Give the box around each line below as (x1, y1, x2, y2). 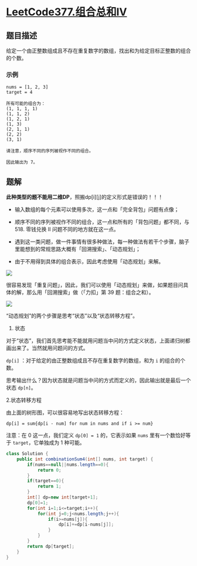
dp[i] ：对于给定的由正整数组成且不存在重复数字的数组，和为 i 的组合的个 (6, 357, 186, 364)
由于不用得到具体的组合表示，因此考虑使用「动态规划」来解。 (14, 258, 164, 265)
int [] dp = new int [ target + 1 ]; (27, 494, 98, 500)
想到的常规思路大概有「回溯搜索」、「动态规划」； (25, 246, 141, 253)
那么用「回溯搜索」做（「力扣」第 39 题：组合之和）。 (26, 289, 154, 296)
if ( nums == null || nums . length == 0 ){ (27, 462, 109, 467)
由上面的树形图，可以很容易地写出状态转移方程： (6, 409, 124, 416)
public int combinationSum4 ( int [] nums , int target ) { (16, 456, 154, 462)
